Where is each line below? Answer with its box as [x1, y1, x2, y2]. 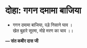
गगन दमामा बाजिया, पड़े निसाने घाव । [12, 21, 73, 28]
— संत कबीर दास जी [5, 38, 39, 44]
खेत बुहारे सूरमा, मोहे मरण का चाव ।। [12, 28, 74, 34]
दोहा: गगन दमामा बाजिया [5, 5, 81, 16]
